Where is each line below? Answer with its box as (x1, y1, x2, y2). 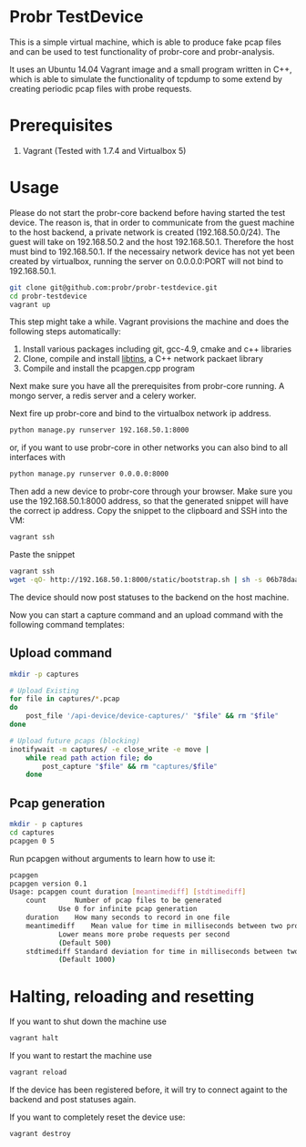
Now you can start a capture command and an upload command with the (9, 609, 284, 620)
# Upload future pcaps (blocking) (9, 736, 141, 745)
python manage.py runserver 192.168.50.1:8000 (9, 425, 189, 435)
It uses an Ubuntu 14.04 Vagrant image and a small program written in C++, (9, 64, 292, 75)
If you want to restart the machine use (9, 1050, 153, 1061)
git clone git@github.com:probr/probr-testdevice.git (9, 282, 219, 292)
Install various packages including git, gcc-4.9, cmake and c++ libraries (22, 343, 292, 354)
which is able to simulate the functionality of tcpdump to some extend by (9, 73, 282, 84)
